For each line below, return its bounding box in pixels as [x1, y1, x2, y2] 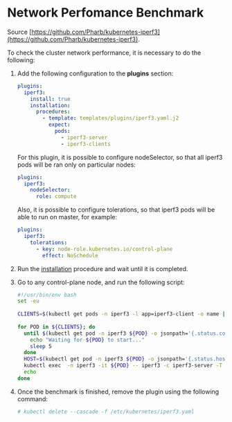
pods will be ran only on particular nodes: [17, 160, 136, 169]
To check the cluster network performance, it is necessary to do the [7, 48, 202, 57]
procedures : [35, 109, 71, 116]
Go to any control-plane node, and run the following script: [17, 278, 185, 286]
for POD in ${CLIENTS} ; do [17, 323, 96, 330]
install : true [30, 95, 71, 102]
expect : [48, 121, 71, 129]
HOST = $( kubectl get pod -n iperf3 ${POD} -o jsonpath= [24, 356, 186, 363]
